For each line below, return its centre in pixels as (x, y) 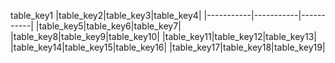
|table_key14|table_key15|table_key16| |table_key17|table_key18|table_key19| (168, 47)
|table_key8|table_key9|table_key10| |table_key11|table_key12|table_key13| (163, 36)
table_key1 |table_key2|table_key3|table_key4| (106, 15)
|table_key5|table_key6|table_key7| (108, 26)
